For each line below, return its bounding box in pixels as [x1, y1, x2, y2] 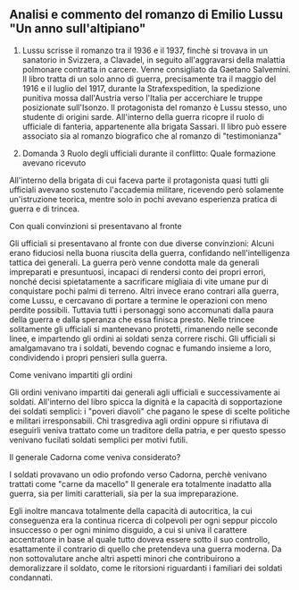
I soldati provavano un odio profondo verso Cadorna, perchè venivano [9, 469, 268, 480]
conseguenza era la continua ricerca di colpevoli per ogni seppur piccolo [9, 515, 278, 526]
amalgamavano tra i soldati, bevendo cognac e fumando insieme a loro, [9, 342, 272, 353]
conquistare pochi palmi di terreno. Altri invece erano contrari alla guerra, [9, 286, 279, 296]
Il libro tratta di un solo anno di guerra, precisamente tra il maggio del [21, 73, 277, 84]
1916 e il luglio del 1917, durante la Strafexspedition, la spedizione [21, 82, 261, 93]
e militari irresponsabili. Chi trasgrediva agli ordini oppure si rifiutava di [9, 415, 270, 426]
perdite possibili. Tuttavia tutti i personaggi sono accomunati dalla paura [9, 304, 274, 315]
